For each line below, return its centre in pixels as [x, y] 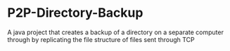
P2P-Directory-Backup [75, 13]
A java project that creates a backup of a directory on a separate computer [115, 32]
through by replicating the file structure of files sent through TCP [101, 39]
